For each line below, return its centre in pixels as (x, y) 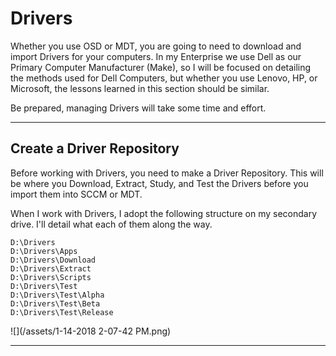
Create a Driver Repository (95, 148)
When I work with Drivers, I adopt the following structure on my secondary (164, 213)
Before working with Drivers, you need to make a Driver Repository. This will (167, 173)
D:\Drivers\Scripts (51, 277)
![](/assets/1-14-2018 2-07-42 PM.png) (91, 331)
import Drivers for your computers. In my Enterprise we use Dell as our (156, 56)
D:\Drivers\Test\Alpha (57, 295)
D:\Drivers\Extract (51, 268)
